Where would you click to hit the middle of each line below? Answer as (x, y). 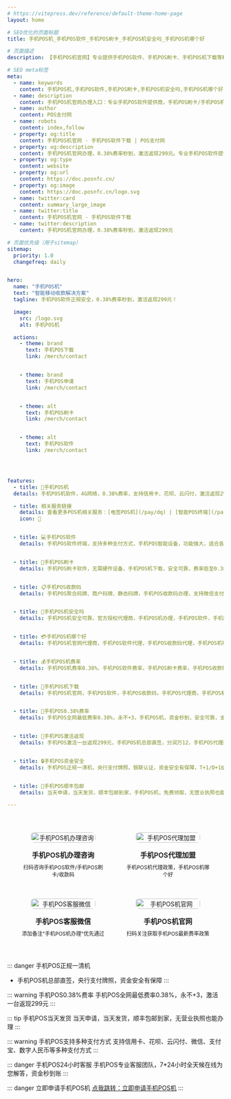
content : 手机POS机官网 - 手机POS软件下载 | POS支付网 (92, 141)
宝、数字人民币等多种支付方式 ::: (53, 1050)
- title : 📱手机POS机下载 (46, 686)
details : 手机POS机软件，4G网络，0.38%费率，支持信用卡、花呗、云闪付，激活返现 (117, 493)
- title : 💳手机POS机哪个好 (50, 637)
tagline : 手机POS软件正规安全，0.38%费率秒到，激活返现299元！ (95, 300)
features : (21, 481)
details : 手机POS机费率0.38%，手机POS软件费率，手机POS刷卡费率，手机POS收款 (121, 668)
